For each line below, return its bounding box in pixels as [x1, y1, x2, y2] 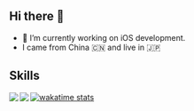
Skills [9, 68, 40, 83]
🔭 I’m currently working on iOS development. [21, 32, 186, 43]
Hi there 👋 [9, 9, 65, 24]
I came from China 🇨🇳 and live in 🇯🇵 [21, 42, 161, 52]
